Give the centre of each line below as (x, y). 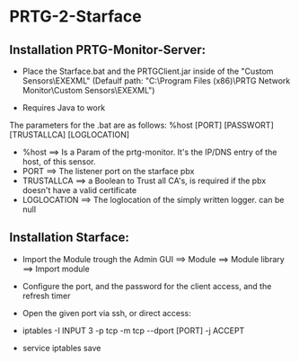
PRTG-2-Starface (75, 17)
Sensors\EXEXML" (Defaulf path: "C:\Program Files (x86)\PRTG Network (156, 81)
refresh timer (46, 296)
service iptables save (62, 348)
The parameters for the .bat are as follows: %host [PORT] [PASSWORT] (141, 125)
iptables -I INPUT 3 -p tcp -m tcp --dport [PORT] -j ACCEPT (133, 331)
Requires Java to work (64, 108)
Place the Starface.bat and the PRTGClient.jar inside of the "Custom (148, 71)
